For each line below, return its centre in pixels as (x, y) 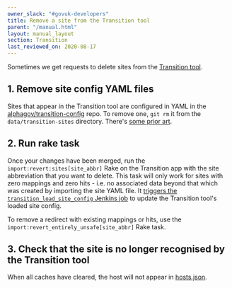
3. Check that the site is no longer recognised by (116, 249)
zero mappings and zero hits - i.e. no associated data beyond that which (112, 183)
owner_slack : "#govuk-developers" (58, 14)
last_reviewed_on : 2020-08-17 (52, 47)
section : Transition (38, 40)
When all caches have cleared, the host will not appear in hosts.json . (107, 277)
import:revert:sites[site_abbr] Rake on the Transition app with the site (113, 168)
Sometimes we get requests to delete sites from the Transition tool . (105, 67)
